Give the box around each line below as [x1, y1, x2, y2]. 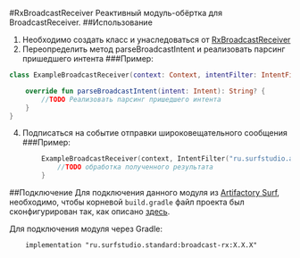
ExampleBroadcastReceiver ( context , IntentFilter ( [41, 154, 229, 163]
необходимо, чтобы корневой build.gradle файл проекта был [9, 196, 245, 207]
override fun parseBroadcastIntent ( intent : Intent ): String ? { [25, 87, 266, 96]
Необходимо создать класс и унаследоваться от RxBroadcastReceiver [21, 35, 291, 45]
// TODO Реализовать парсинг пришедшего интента [41, 95, 221, 104]
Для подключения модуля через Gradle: [9, 223, 163, 234]
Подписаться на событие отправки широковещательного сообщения [21, 128, 288, 138]
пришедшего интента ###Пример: [21, 54, 154, 63]
